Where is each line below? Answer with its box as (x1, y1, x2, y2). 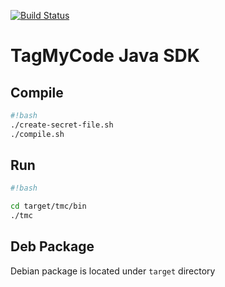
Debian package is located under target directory (10, 265, 216, 277)
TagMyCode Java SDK (10, 45, 200, 67)
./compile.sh (10, 129, 65, 139)
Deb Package (10, 238, 95, 255)
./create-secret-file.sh (10, 120, 114, 130)
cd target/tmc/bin (10, 201, 87, 212)
